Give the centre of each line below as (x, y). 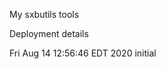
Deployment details (49, 33)
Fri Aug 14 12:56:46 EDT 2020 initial (83, 53)
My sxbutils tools (44, 14)
